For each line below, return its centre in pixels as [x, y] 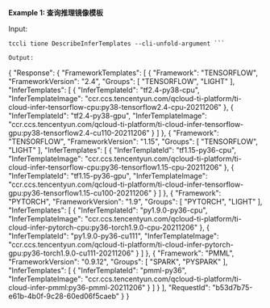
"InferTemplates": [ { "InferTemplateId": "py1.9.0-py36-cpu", [108, 210]
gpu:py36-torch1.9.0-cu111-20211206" [71, 253]
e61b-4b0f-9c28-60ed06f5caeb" [64, 296]
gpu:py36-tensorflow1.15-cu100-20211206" [80, 193]
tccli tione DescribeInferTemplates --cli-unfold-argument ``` [117, 44]
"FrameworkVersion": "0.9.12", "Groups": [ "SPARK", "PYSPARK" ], [118, 262]
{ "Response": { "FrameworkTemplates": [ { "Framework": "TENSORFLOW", [133, 73]
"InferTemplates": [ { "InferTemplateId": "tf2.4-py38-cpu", [104, 90]
